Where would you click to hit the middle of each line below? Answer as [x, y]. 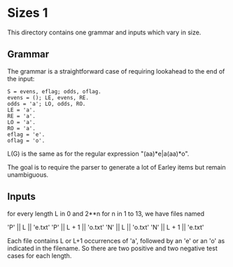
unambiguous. [28, 174]
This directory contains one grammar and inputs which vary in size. [104, 32]
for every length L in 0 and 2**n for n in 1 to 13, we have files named [106, 213]
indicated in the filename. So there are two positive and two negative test [113, 248]
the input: [21, 78]
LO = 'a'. [22, 122]
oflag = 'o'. [26, 141]
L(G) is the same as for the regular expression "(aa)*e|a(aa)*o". [98, 153]
